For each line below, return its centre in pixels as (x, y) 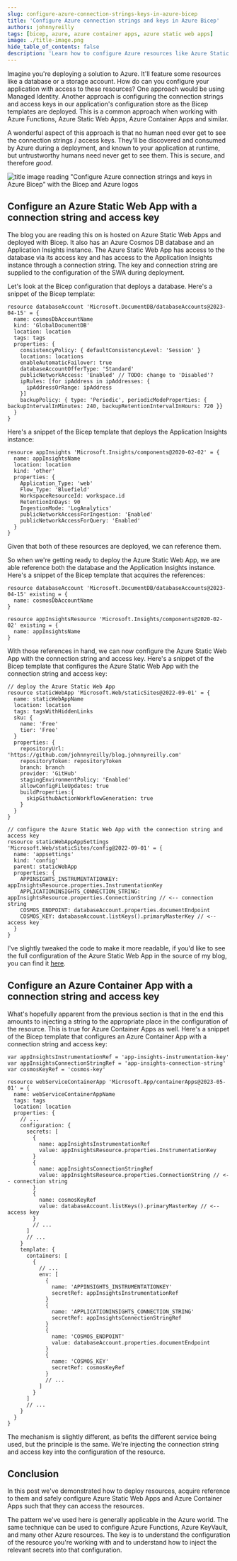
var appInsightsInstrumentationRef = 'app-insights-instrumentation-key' (118, 1057)
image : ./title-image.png (45, 40)
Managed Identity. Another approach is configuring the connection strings (115, 96)
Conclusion (33, 1474)
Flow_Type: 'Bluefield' (55, 489)
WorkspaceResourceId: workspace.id (73, 495)
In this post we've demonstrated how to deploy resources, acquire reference (119, 1491)
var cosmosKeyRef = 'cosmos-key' (57, 1069)
